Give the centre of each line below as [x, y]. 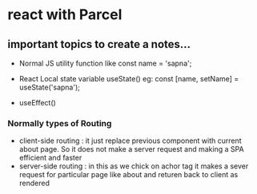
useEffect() [38, 103]
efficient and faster [50, 158]
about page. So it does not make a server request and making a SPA [132, 149]
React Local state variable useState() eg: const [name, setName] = [129, 79]
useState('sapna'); [50, 87]
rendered [34, 183]
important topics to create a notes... [99, 44]
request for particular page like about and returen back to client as [128, 175]
